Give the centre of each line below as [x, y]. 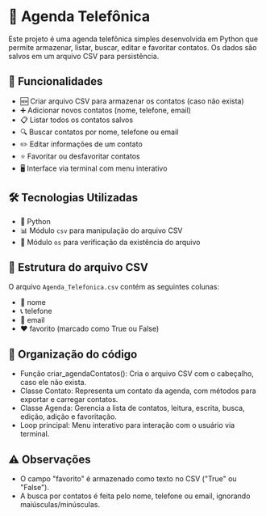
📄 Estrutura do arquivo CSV [79, 267]
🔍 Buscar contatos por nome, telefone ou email [99, 132]
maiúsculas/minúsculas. [60, 504]
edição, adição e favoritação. [68, 417]
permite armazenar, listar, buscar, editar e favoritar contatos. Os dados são [133, 47]
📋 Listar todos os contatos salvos [77, 120]
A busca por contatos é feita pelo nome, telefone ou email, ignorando [135, 496]
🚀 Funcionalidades [56, 81]
